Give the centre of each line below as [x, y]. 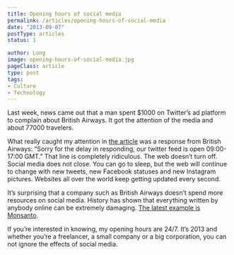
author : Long [27, 53]
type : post [23, 73]
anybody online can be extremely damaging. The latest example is [104, 208]
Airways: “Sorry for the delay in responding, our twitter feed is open [106, 149]
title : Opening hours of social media [64, 14]
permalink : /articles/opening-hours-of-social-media [87, 21]
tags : [15, 79]
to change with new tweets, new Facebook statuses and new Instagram [112, 171]
